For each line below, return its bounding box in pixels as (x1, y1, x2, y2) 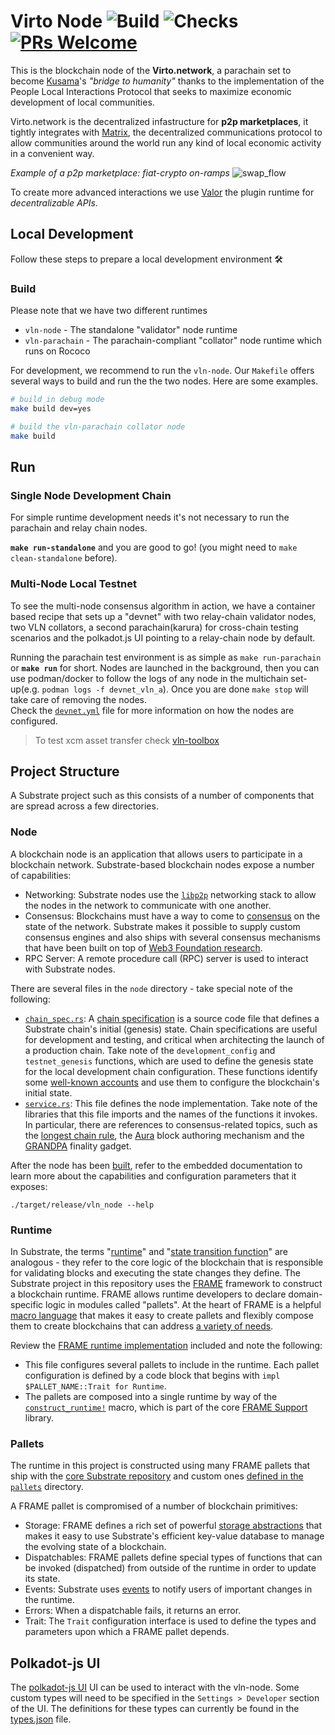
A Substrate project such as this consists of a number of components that (10, 790, 315, 802)
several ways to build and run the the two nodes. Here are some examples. (10, 375, 319, 387)
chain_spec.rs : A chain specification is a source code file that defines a (24, 1012, 320, 1024)
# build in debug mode (10, 395, 105, 405)
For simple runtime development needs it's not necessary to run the (10, 511, 290, 524)
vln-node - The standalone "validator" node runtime (24, 324, 238, 336)
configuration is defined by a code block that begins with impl (24, 1369, 281, 1381)
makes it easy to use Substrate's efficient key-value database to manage (24, 1530, 325, 1542)
